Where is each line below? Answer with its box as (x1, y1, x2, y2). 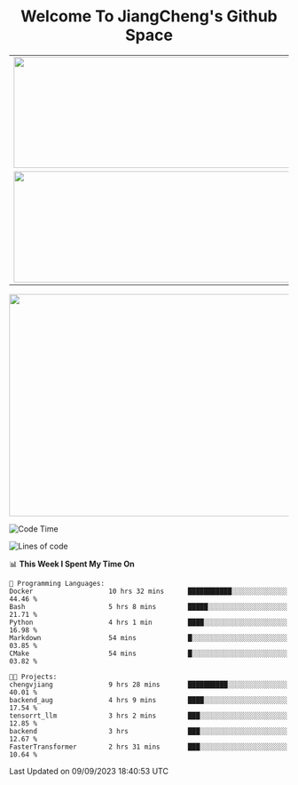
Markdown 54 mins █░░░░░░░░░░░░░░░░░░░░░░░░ (9, 633, 288, 642)
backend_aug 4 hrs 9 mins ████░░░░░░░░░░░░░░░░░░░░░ (9, 695, 288, 704)
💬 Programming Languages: (9, 579, 105, 588)
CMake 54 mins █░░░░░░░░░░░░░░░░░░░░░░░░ (9, 649, 288, 658)
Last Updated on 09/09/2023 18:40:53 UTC (9, 765, 169, 776)
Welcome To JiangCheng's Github (20, 6, 278, 27)
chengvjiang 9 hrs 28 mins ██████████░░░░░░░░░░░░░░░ (9, 680, 288, 689)
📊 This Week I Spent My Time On (9, 558, 135, 569)
